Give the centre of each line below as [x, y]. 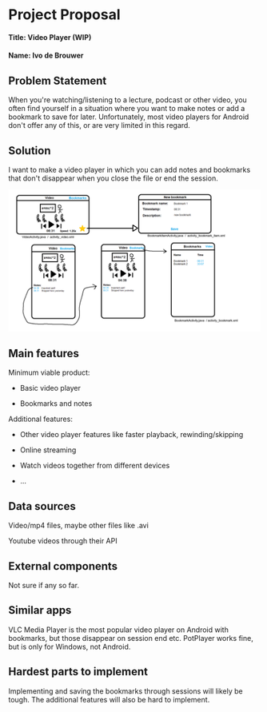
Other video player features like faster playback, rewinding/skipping [132, 435]
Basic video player [50, 388]
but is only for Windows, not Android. [70, 646]
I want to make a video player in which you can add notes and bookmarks [130, 170]
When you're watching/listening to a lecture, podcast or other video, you [128, 100]
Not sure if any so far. [44, 585]
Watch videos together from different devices [95, 466]
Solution [30, 151]
